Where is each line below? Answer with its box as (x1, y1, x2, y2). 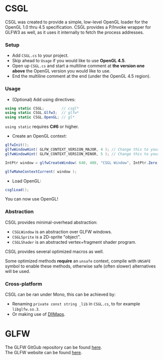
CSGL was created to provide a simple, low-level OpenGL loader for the (5, 19, 148, 25)
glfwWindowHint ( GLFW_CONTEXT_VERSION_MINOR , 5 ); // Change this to (5, 151, 149, 156)
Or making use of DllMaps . (12, 311, 65, 317)
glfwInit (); (5, 143, 29, 147)
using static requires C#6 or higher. (5, 124, 79, 129)
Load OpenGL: (12, 178, 41, 184)
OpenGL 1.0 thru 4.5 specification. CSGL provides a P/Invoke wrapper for (5, 24, 151, 30)
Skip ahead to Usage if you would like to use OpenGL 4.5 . (12, 58, 126, 64)
